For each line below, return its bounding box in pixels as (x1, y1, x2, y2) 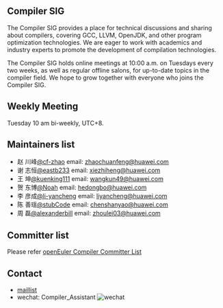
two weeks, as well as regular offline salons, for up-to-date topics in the (7, 66, 210, 74)
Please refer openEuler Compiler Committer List (7, 248, 142, 256)
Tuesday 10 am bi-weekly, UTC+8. (7, 119, 104, 127)
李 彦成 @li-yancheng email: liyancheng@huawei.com (16, 192, 168, 200)
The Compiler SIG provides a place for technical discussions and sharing (7, 23, 212, 32)
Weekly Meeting (7, 101, 79, 112)
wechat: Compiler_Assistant (16, 293, 96, 301)
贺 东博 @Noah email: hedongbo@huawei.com (16, 183, 147, 191)
